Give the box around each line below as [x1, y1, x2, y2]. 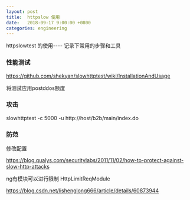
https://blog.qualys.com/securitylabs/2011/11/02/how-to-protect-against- [6, 157, 184, 164]
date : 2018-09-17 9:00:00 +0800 [6, 20, 91, 25]
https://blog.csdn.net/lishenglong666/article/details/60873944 [6, 187, 159, 194]
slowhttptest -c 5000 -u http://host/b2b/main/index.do [6, 114, 139, 121]
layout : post [6, 8, 38, 15]
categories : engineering [6, 25, 67, 31]
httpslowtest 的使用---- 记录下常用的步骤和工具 [6, 42, 121, 49]
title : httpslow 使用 [6, 14, 60, 20]
